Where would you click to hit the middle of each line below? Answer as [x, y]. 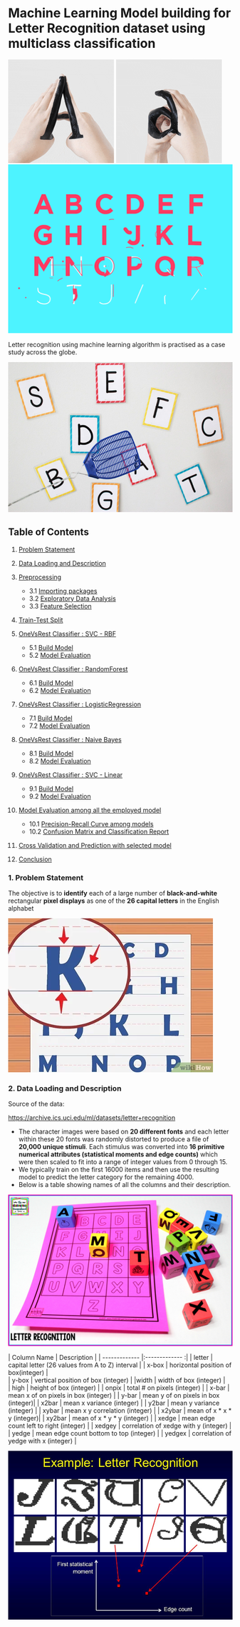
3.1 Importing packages [63, 591]
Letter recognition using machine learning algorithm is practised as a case [117, 344]
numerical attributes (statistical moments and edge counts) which [118, 1154]
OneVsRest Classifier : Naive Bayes [70, 739]
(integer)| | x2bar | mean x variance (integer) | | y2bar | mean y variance [114, 1403]
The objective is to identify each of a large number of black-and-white [113, 893]
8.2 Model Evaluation [60, 761]
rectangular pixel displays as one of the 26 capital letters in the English [114, 901]
